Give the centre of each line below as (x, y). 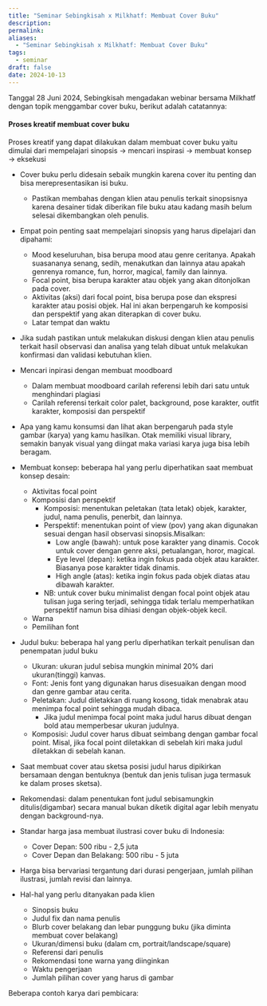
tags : (17, 53)
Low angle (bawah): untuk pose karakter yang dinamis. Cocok (157, 542)
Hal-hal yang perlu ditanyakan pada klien (87, 894)
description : (30, 23)
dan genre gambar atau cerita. (81, 691)
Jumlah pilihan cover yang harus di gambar (102, 977)
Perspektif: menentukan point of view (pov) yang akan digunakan (151, 525)
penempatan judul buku (59, 650)
